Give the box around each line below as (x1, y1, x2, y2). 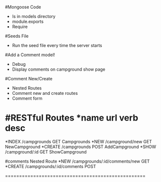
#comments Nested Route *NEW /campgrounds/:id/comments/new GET (5, 158, 150, 164)
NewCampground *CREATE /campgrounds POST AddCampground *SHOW (5, 144, 157, 150)
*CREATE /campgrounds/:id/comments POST (5, 163, 96, 169)
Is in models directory (12, 14, 56, 19)
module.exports (12, 19, 44, 24)
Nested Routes (12, 85, 42, 91)
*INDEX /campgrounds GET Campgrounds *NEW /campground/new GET (5, 138, 152, 144)
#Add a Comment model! (5, 52, 55, 58)
